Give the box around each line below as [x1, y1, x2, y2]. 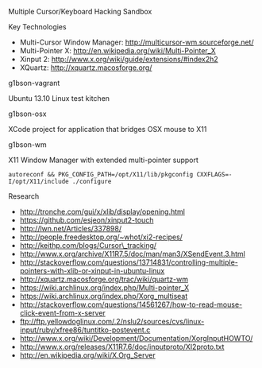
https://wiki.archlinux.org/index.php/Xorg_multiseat [19, 292, 188, 300]
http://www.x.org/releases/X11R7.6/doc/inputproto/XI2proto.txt [19, 342, 225, 351]
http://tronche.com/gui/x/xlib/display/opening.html [19, 207, 185, 216]
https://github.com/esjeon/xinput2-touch [19, 215, 154, 225]
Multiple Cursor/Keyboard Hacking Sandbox [8, 7, 152, 16]
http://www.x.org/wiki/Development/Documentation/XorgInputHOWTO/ [19, 334, 253, 343]
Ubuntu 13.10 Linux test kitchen [8, 94, 110, 103]
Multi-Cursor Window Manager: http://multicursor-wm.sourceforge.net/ [19, 37, 254, 47]
